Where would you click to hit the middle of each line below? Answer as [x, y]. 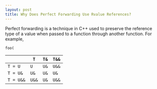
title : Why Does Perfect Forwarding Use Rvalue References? [68, 14]
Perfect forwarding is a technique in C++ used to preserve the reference [79, 28]
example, [14, 39]
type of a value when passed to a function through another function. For [78, 34]
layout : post [19, 10]
